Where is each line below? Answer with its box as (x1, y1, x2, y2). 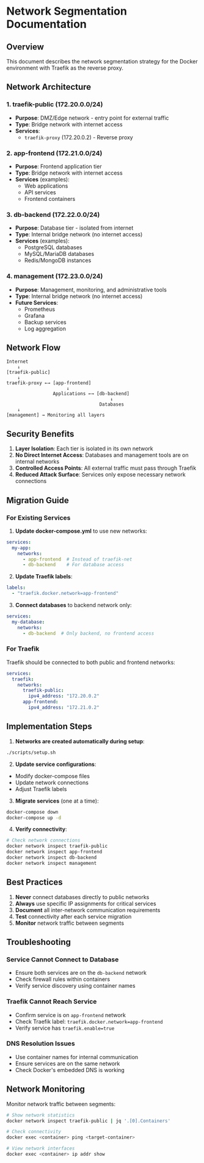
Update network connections (15, 779, 89, 786)
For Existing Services (6, 513, 71, 522)
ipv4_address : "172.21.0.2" (28, 704, 100, 711)
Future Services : (15, 299, 59, 306)
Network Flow (6, 342, 61, 352)
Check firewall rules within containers (15, 975, 111, 983)
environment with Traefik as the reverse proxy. (6, 64, 123, 71)
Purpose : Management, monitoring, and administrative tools (15, 286, 167, 293)
